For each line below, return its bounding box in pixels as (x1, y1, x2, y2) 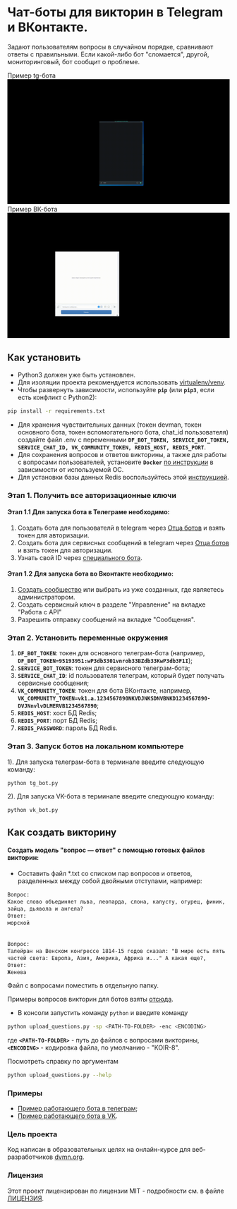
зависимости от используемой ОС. (17, 465, 124, 473)
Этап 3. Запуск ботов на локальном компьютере (7, 741, 184, 751)
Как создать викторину (7, 826, 117, 838)
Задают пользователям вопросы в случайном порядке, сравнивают (7, 42, 214, 51)
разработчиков (7, 1153, 54, 1161)
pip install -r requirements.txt (7, 407, 106, 415)
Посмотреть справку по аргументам (7, 1057, 119, 1065)
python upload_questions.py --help (7, 1071, 112, 1079)
